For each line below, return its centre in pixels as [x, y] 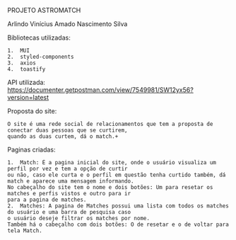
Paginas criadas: [31, 149]
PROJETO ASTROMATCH [44, 10]
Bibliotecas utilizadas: [39, 38]
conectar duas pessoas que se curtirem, [68, 130]
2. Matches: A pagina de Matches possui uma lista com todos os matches [118, 206]
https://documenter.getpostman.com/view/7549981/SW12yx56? [101, 90]
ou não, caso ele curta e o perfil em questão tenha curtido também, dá [117, 175]
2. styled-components [41, 57]
